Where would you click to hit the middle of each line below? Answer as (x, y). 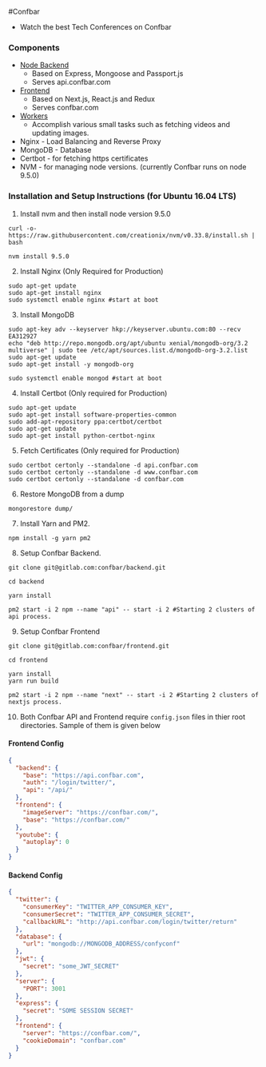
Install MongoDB (47, 314)
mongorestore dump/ (41, 508)
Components (34, 47)
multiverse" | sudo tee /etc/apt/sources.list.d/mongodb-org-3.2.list (128, 350)
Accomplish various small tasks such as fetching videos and (131, 125)
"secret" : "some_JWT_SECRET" (71, 966)
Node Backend (44, 65)
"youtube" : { (37, 834)
